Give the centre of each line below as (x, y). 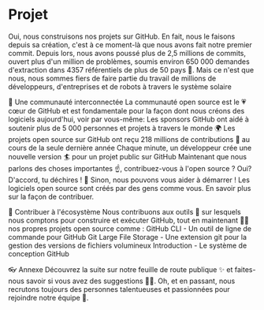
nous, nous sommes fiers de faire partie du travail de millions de (112, 78)
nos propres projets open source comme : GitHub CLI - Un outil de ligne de (130, 228)
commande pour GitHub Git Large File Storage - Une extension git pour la (127, 237)
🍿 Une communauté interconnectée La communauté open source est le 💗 (127, 102)
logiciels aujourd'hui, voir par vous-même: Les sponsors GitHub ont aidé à (129, 119)
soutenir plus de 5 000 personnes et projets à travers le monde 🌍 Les (122, 128)
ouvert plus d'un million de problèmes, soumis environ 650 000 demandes (129, 62)
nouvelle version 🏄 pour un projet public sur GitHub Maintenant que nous (127, 156)
